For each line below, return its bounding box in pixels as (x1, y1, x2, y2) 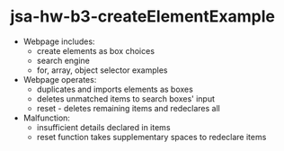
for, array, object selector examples (36, 65, 168, 75)
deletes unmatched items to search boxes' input (36, 93, 215, 104)
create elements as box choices (36, 45, 155, 56)
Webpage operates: (22, 74, 97, 84)
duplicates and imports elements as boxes (36, 84, 194, 94)
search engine (36, 55, 91, 66)
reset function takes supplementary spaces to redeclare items (36, 131, 267, 142)
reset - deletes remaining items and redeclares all (36, 102, 221, 113)
